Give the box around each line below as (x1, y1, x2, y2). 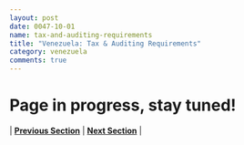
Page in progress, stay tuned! (9, 95, 237, 116)
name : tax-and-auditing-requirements (9, 30, 153, 39)
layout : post (9, 13, 59, 23)
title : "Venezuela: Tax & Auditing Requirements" (9, 38, 202, 48)
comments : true (9, 56, 67, 65)
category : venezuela (9, 47, 88, 57)
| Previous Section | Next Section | (9, 125, 143, 136)
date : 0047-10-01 (9, 22, 76, 31)
